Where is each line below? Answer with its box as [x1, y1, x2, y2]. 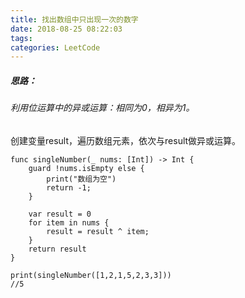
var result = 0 [28, 209, 92, 219]
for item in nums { [28, 217, 110, 228]
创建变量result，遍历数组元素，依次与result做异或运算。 [10, 134, 242, 146]
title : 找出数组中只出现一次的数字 [10, 14, 139, 25]
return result [28, 244, 87, 254]
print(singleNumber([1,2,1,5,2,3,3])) [10, 270, 172, 280]
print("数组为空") [46, 174, 117, 184]
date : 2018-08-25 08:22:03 [10, 24, 123, 34]
